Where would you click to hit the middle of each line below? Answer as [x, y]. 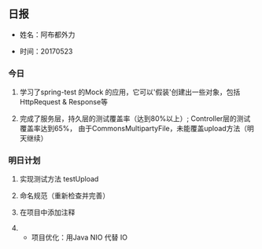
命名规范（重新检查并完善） [65, 196]
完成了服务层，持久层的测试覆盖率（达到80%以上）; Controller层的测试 [135, 119]
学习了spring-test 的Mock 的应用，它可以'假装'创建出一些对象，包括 [130, 92]
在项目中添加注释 [47, 212]
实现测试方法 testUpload [59, 179]
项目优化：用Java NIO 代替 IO [79, 237]
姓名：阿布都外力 [47, 35]
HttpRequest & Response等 [64, 102]
